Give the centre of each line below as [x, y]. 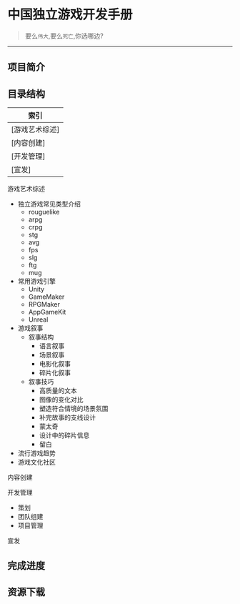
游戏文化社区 [36, 462]
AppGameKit [47, 312]
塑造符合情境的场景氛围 [74, 409]
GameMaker [46, 297]
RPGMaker [44, 305]
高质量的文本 [58, 391]
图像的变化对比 [61, 400]
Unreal [38, 320]
